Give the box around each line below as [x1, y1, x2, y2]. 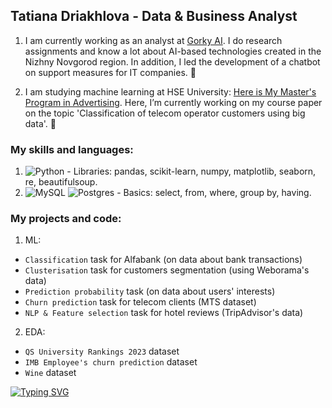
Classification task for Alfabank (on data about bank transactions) [24, 254, 303, 266]
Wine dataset [24, 367, 77, 379]
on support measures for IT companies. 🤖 [24, 66, 197, 78]
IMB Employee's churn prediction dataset [24, 356, 198, 368]
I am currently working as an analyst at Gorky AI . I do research [24, 34, 283, 46]
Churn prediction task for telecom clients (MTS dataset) [24, 296, 257, 308]
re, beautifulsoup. [24, 176, 98, 188]
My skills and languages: [10, 142, 134, 156]
